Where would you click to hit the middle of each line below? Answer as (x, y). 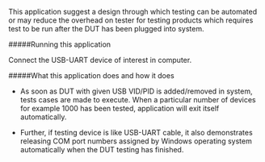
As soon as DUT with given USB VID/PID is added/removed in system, (136, 91)
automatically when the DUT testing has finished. (102, 150)
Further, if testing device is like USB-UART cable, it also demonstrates (136, 133)
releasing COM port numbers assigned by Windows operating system (136, 141)
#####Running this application (60, 44)
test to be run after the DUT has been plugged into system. (106, 29)
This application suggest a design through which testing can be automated (133, 12)
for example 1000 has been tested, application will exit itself (120, 108)
